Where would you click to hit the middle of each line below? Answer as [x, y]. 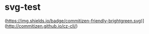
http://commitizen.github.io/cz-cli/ [41, 26]
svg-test [23, 7]
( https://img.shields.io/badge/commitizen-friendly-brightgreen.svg [73, 21]
